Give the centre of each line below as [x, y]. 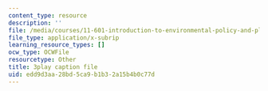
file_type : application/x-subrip [64, 38]
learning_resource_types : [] [57, 45]
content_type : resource [48, 15]
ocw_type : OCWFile [39, 52]
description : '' [35, 23]
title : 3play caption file [53, 67]
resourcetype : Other [43, 60]
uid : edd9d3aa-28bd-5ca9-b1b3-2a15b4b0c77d [82, 74]
